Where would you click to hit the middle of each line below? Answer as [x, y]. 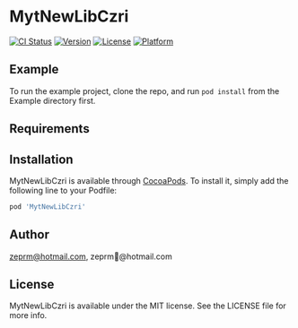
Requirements [49, 129]
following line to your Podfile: [63, 190]
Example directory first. [53, 100]
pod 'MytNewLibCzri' [48, 207]
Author [29, 235]
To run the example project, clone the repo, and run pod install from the [145, 91]
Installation [41, 159]
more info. [28, 315]
